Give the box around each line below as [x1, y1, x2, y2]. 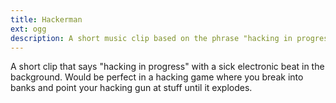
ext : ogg [10, 24, 47, 34]
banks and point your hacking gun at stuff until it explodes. [10, 82, 253, 94]
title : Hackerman [10, 14, 83, 25]
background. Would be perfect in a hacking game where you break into [10, 71, 304, 83]
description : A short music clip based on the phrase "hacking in [10, 33, 293, 43]
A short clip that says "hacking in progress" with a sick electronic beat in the [10, 61, 325, 73]
